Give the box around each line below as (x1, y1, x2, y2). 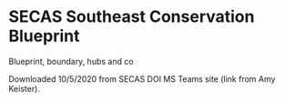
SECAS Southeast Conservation (8, 6, 255, 27)
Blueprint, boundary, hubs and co (8, 56, 134, 66)
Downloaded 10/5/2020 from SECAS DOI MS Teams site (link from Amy (8, 73, 276, 84)
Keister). (8, 83, 40, 94)
